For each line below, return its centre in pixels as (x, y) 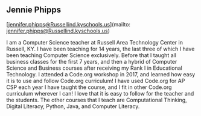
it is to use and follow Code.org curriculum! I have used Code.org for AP (96, 81)
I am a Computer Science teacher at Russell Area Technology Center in (94, 42)
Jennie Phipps (34, 10)
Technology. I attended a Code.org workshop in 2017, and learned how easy (101, 74)
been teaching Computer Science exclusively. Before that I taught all (91, 55)
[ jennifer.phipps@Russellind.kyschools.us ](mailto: (69, 24)
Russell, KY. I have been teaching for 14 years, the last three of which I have (101, 49)
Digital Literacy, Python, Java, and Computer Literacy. (73, 106)
